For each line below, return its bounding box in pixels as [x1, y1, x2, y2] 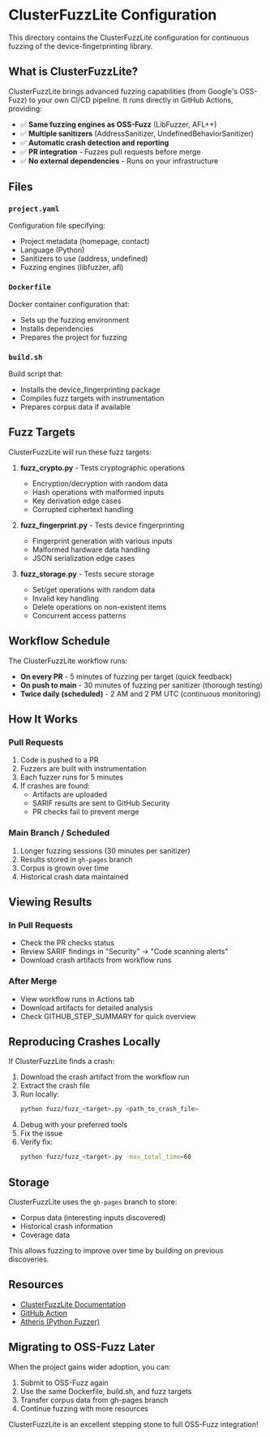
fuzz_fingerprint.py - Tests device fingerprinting [19, 520, 185, 530]
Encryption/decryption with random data [32, 478, 169, 488]
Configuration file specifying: [8, 221, 105, 231]
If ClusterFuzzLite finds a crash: [8, 1057, 115, 1066]
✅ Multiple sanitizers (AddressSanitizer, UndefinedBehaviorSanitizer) [19, 128, 254, 138]
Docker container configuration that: [8, 299, 130, 309]
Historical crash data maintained [19, 871, 129, 881]
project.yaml [8, 205, 60, 214]
